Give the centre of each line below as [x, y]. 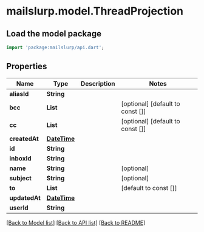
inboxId [20, 158]
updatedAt [25, 197]
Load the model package [54, 34]
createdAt [24, 138]
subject [21, 178]
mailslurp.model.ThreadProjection [95, 11]
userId [19, 208]
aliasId [19, 94]
